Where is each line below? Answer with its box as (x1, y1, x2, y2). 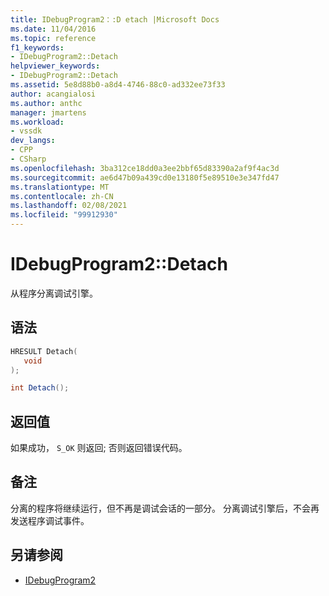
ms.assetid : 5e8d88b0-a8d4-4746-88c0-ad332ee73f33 (10, 80, 226, 90)
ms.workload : (10, 117, 65, 127)
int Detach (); (10, 383, 70, 393)
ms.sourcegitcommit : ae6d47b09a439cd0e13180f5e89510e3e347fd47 (10, 172, 280, 183)
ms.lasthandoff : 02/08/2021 (10, 201, 128, 211)
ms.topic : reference (10, 33, 97, 43)
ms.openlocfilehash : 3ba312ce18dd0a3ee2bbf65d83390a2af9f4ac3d (10, 163, 280, 173)
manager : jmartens (10, 107, 87, 118)
